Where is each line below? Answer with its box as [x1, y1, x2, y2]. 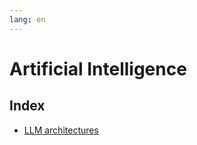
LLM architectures [23, 124, 99, 136]
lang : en [9, 14, 46, 25]
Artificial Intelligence [9, 57, 187, 80]
